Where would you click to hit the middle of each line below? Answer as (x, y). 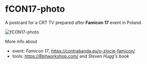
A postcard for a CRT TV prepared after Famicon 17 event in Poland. (74, 22)
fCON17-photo (35, 9)
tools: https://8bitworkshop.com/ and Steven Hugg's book (71, 56)
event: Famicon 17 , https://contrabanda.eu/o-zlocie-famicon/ (73, 51)
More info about (21, 41)
